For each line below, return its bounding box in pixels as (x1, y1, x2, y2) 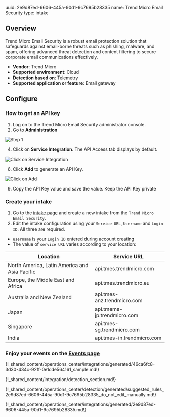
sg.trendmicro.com (95, 326, 140, 333)
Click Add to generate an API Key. (12, 166, 83, 172)
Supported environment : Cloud (12, 69, 79, 75)
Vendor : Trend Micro (12, 63, 57, 70)
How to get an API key (5, 110, 60, 117)
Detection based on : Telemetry (12, 74, 78, 81)
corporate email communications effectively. (5, 54, 98, 60)
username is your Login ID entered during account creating (12, 236, 134, 242)
